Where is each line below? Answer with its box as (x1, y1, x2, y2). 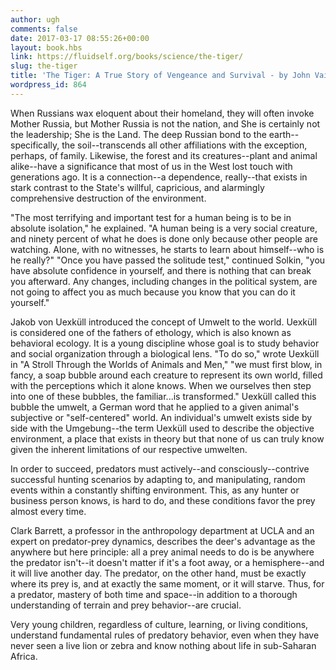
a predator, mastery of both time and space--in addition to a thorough (10, 588, 298, 600)
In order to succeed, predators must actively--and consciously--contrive (10, 462, 310, 475)
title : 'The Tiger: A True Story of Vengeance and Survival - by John (10, 71, 311, 81)
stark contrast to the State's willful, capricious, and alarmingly (10, 181, 265, 193)
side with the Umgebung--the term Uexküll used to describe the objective (10, 422, 315, 434)
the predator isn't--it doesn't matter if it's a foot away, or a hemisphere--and (10, 556, 325, 568)
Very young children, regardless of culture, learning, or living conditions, (10, 618, 309, 630)
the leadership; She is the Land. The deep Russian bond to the (10, 128, 267, 140)
